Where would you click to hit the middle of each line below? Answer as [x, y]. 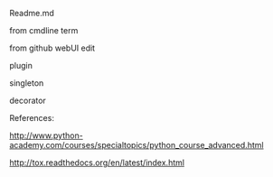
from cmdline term [44, 30]
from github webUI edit [52, 48]
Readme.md [32, 13]
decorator [28, 100]
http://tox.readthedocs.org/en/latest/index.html [97, 163]
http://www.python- [46, 135]
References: [32, 118]
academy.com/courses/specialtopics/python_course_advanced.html [136, 145]
